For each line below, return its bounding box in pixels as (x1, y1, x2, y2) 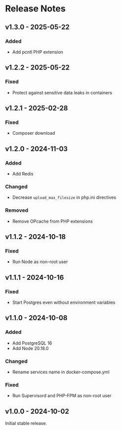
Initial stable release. (5, 421, 47, 426)
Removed (5, 207, 29, 214)
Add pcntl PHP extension (12, 49, 63, 55)
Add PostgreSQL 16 (12, 340, 52, 346)
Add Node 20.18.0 (12, 345, 49, 351)
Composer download (12, 130, 55, 136)
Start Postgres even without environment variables (12, 299, 116, 305)
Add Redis (12, 171, 34, 176)
